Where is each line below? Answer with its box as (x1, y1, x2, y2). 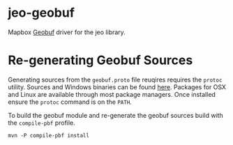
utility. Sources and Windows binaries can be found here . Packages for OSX (8, 82, 226, 91)
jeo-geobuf (8, 5, 75, 21)
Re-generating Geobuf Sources (8, 52, 193, 68)
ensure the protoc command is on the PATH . (8, 98, 132, 106)
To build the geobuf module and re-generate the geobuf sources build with (8, 111, 224, 119)
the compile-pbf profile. (8, 119, 75, 127)
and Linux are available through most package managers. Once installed (8, 90, 216, 98)
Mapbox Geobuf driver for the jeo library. (8, 28, 126, 36)
